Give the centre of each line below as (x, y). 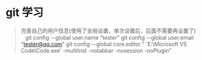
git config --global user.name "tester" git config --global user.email (109, 37)
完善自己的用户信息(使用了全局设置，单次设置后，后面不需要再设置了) (108, 31)
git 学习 (25, 13)
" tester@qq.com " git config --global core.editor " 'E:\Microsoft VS (104, 44)
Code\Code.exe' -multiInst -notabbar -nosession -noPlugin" (96, 50)
